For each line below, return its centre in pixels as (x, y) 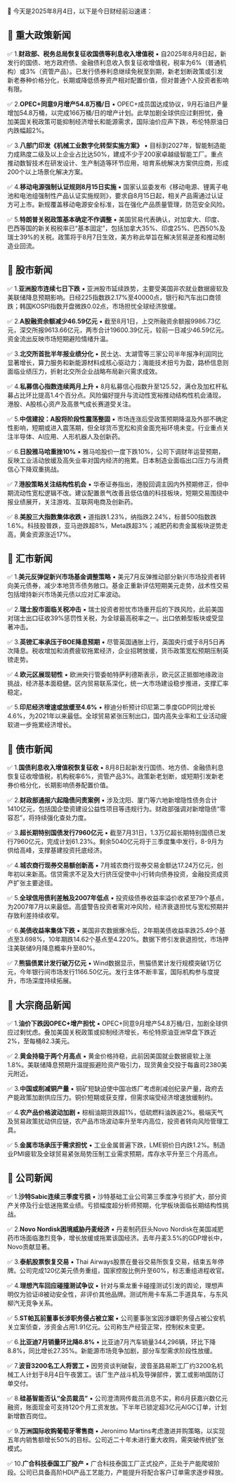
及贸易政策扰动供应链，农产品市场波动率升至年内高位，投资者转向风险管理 (115, 1121)
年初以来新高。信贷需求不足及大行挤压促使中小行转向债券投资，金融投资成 (115, 874)
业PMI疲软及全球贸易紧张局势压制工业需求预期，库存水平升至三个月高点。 (114, 1154)
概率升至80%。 (76, 948)
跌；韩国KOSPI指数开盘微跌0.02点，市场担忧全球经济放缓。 (94, 306)
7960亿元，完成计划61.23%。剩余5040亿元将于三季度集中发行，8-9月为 (118, 842)
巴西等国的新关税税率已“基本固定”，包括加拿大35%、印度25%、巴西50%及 (117, 228)
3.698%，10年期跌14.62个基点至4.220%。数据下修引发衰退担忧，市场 (121, 940)
